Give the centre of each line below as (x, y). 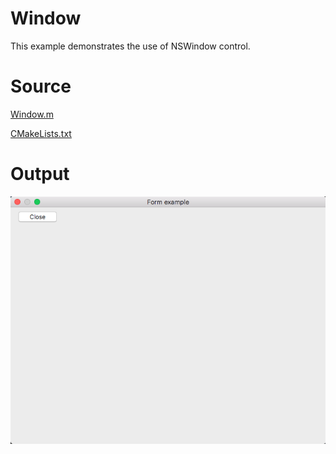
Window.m (32, 114)
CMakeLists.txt (41, 133)
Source (41, 86)
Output (40, 174)
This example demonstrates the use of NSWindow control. (130, 46)
